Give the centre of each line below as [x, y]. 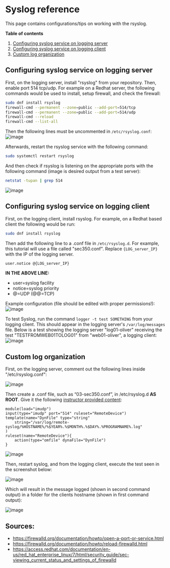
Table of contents [24, 33]
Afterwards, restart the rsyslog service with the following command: [77, 147]
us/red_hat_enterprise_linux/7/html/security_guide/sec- [71, 555]
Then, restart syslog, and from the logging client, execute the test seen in [82, 464]
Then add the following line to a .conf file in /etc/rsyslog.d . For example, [82, 243]
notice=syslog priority [36, 288]
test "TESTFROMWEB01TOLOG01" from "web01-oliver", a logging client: [81, 335]
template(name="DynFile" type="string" [48, 418]
